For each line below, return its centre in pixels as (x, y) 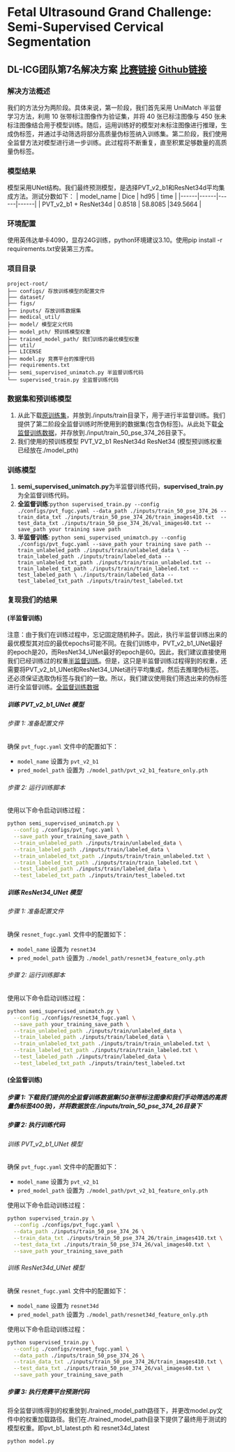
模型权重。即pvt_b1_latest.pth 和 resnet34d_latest (78, 1428)
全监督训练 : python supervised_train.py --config (88, 504)
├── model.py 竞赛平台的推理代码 (51, 359)
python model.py (31, 1442)
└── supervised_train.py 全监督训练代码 (63, 380)
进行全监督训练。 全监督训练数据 (53, 687)
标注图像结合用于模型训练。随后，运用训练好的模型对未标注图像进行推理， (114, 125)
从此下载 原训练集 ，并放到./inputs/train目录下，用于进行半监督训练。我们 (121, 415)
